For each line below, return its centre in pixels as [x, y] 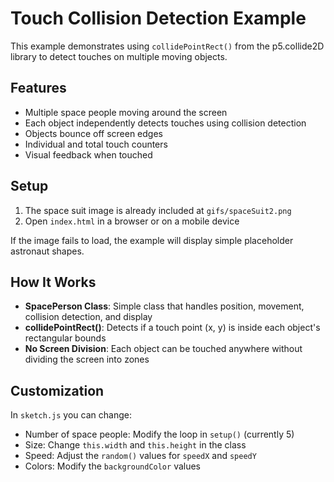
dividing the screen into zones [87, 359]
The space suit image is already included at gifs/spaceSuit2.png [158, 210]
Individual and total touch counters [96, 144]
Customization [57, 390]
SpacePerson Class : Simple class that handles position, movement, [164, 306]
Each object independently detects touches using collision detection [165, 123]
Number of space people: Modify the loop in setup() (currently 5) [159, 434]
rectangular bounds [65, 338]
